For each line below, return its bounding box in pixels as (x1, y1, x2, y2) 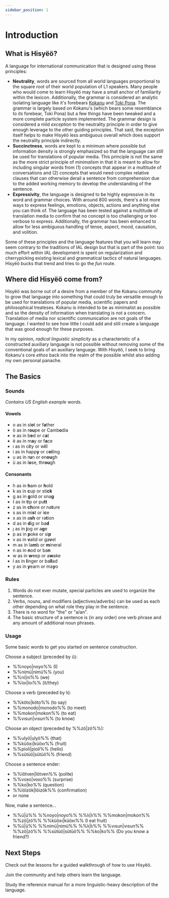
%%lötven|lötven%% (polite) (12, 771, 74, 777)
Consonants (5, 471, 32, 477)
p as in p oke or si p (12, 531, 51, 537)
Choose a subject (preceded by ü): (5, 654, 78, 660)
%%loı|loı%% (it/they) (12, 680, 59, 686)
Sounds (5, 387, 25, 394)
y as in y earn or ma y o (12, 563, 59, 569)
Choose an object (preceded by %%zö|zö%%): (5, 726, 104, 732)
